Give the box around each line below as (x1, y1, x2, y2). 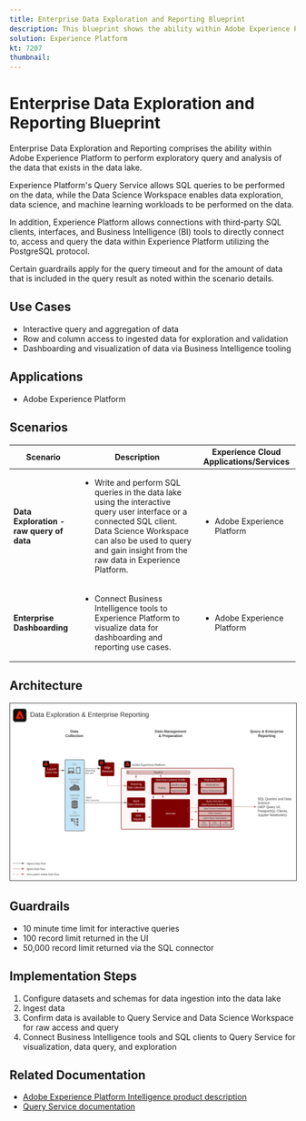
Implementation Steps (9, 969, 138, 985)
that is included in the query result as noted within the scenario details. (9, 273, 274, 284)
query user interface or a (94, 506, 188, 518)
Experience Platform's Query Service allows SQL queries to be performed (9, 180, 286, 191)
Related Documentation (9, 1067, 146, 1083)
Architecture (9, 678, 84, 693)
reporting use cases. (94, 641, 172, 652)
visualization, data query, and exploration (22, 1041, 177, 1052)
